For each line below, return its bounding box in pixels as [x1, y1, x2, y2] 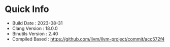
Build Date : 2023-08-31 [12, 20, 63, 26]
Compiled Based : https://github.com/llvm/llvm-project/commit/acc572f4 [12, 36, 165, 42]
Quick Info [5, 3, 49, 15]
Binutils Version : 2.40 [12, 30, 58, 36]
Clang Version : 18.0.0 [12, 25, 58, 31]
